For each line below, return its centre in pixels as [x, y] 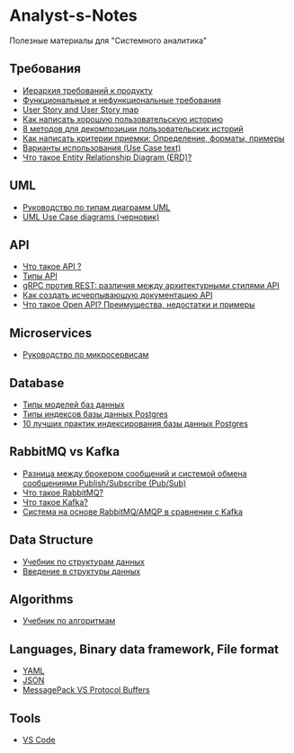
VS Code [39, 740]
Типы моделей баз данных [73, 404]
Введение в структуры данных [81, 571]
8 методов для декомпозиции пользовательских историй [133, 128]
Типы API [40, 276]
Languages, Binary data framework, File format [144, 649]
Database [37, 383]
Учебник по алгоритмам [69, 621]
